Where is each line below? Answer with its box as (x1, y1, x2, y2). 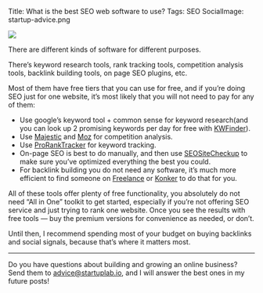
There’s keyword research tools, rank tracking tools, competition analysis (8, 60, 244, 69)
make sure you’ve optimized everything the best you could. (19, 157, 211, 166)
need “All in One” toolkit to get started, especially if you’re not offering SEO (8, 197, 250, 206)
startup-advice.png (8, 15, 70, 24)
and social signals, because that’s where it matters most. (8, 237, 191, 246)
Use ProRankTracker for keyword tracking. (19, 140, 157, 150)
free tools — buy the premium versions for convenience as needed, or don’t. (8, 214, 254, 222)
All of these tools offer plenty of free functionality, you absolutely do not (8, 189, 240, 198)
